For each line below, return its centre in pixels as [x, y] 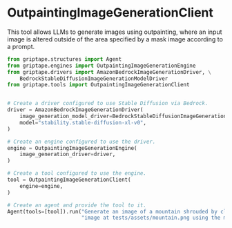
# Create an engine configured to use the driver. [81, 142]
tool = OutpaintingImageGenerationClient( [69, 180]
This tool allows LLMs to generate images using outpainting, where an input [115, 32]
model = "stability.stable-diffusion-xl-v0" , [83, 122]
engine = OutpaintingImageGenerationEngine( [72, 148]
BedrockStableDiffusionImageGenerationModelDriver [94, 78]
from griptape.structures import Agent [65, 59]
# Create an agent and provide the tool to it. [77, 205]
